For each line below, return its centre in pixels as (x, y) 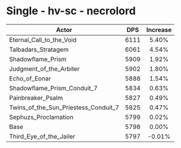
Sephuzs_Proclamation (41, 117)
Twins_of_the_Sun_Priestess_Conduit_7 (64, 107)
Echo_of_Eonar (30, 78)
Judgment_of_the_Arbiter (44, 68)
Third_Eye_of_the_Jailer (42, 136)
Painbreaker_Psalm (36, 97)
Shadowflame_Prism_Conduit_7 (54, 88)
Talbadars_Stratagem (39, 49)
